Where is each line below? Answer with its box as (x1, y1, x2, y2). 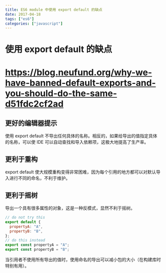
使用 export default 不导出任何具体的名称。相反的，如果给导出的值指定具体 (5, 133, 158, 139)
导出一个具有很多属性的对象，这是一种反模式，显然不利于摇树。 (5, 205, 135, 211)
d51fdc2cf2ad (5, 98, 64, 109)
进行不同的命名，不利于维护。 (9, 175, 70, 181)
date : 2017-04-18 (5, 12, 41, 17)
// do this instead (5, 238, 45, 243)
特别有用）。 (5, 263, 29, 269)
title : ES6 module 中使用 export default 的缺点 (5, 7, 103, 12)
